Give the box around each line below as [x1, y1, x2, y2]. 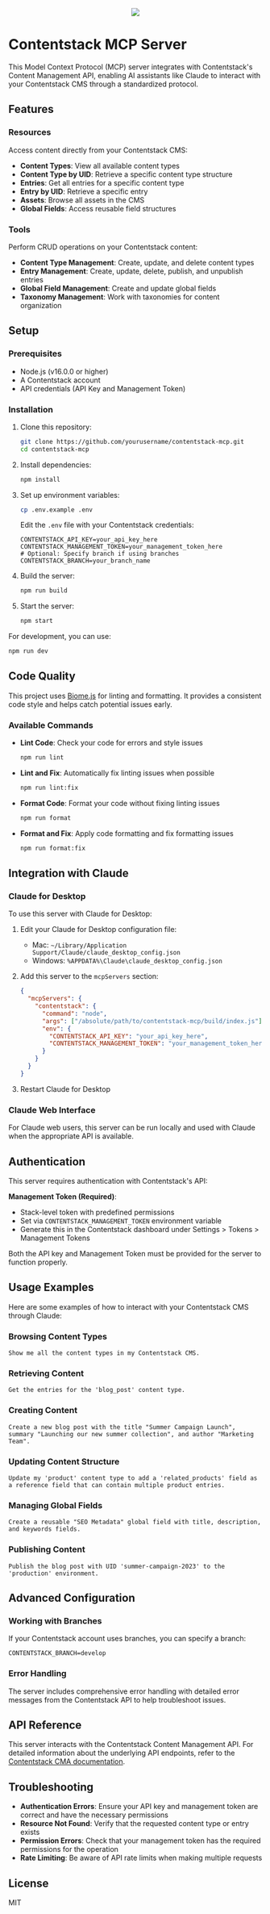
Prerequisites [8, 348, 62, 359]
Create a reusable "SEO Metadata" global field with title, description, [8, 1518, 262, 1527]
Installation [8, 403, 54, 415]
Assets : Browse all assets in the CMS [19, 194, 145, 205]
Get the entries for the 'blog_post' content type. [8, 1386, 185, 1394]
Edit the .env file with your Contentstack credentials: [19, 520, 194, 530]
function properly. [8, 1257, 69, 1267]
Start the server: [19, 601, 75, 611]
